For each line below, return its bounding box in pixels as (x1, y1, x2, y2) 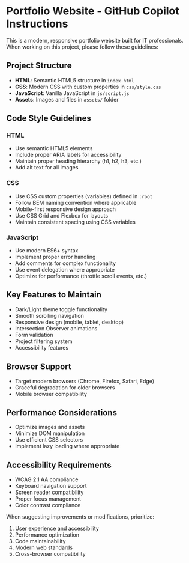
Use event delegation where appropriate (14, 266, 115, 273)
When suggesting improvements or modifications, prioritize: (6, 513, 155, 520)
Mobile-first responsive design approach (14, 205, 116, 213)
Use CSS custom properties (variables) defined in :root (14, 192, 153, 199)
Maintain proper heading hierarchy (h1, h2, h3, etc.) (14, 157, 142, 165)
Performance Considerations (6, 407, 117, 418)
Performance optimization (14, 531, 80, 538)
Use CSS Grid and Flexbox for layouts (14, 212, 109, 219)
